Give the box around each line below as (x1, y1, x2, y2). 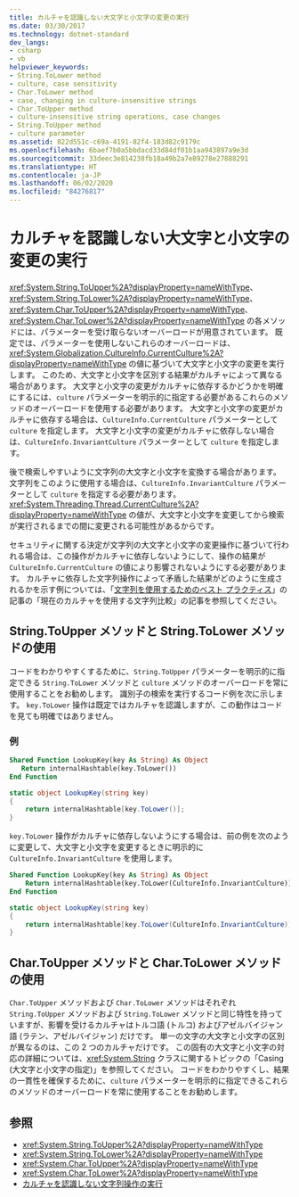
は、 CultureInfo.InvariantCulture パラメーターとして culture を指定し (9, 436, 272, 447)
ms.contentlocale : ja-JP (9, 170, 101, 179)
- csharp (9, 46, 42, 55)
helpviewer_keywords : (9, 63, 90, 72)
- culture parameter (9, 129, 86, 138)
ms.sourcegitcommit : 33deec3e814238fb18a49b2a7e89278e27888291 (9, 153, 249, 163)
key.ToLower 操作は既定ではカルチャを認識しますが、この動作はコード (26, 699, 283, 710)
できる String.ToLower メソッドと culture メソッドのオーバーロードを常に (16, 677, 289, 688)
